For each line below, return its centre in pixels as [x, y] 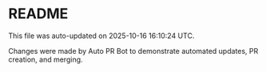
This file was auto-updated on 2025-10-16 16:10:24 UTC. [101, 36]
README [38, 14]
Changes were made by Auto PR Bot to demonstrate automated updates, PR [133, 51]
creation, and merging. [46, 59]
